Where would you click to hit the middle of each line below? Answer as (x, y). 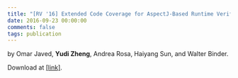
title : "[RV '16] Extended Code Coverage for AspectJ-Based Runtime (110, 14)
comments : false (31, 27)
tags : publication (34, 34)
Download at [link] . (35, 67)
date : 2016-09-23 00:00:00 (47, 21)
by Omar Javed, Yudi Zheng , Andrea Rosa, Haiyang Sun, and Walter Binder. (118, 54)
